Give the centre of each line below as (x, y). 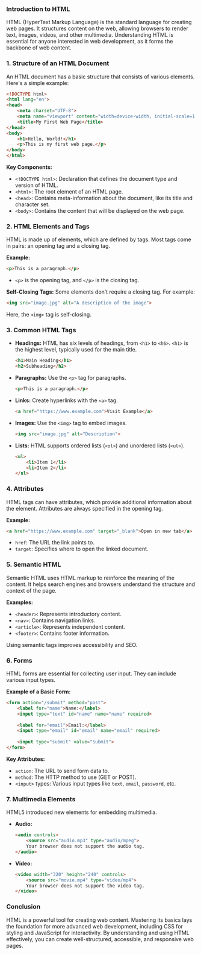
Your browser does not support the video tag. (85, 886)
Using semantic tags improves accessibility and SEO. (72, 645)
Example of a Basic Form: (39, 692)
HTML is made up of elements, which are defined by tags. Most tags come (99, 239)
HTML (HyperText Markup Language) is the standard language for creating (99, 22)
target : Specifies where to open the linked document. (82, 549)
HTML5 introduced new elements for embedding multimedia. (82, 812)
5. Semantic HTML (34, 564)
